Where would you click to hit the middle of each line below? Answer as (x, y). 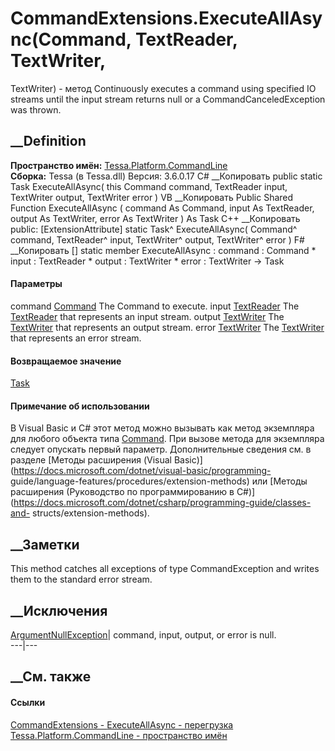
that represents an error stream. (76, 338)
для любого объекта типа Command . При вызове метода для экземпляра (167, 439)
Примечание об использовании (80, 406)
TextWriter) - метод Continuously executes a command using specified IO (163, 88)
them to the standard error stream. (81, 579)
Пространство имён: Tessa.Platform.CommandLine (119, 165)
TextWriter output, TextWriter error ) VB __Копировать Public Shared (152, 197)
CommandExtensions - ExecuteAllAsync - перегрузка (122, 724)
